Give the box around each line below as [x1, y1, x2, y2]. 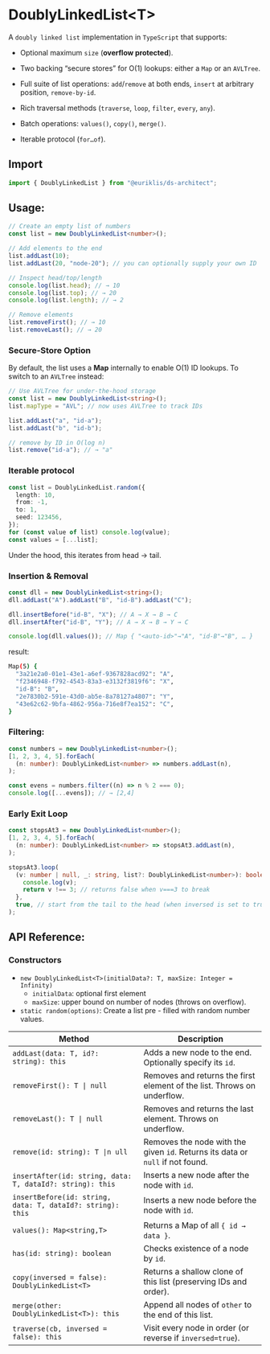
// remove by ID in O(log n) [8, 438, 106, 447]
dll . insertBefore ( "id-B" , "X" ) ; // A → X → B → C [8, 610, 178, 618]
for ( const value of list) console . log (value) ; [8, 528, 171, 536]
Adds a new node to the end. [143, 1047, 252, 1058]
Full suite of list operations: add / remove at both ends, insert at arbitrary [19, 79, 255, 88]
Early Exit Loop [8, 808, 68, 819]
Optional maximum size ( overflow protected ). [19, 47, 174, 57]
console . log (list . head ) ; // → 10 [8, 281, 121, 289]
